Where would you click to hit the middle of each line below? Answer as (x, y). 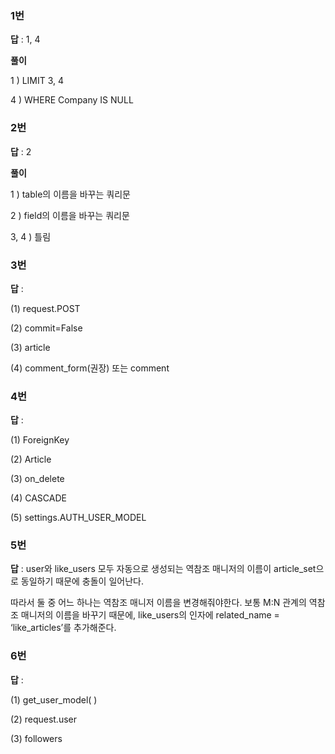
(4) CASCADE (38, 498)
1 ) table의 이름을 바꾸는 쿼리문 (70, 194)
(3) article (30, 347)
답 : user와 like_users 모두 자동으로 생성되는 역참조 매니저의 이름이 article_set (163, 569)
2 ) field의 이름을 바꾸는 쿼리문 (70, 215)
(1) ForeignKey (40, 440)
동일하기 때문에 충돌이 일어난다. (82, 581)
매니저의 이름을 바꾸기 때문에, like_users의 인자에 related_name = (150, 615)
